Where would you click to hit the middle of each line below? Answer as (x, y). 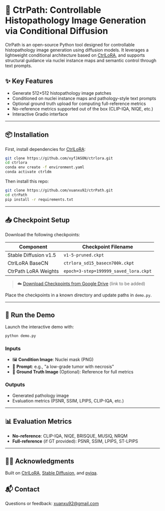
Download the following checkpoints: (42, 234)
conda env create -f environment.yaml (45, 167)
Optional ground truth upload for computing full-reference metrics (79, 104)
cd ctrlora (16, 163)
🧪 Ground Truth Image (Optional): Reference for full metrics (73, 372)
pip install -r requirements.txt (39, 199)
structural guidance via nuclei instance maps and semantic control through (81, 60)
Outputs (15, 385)
